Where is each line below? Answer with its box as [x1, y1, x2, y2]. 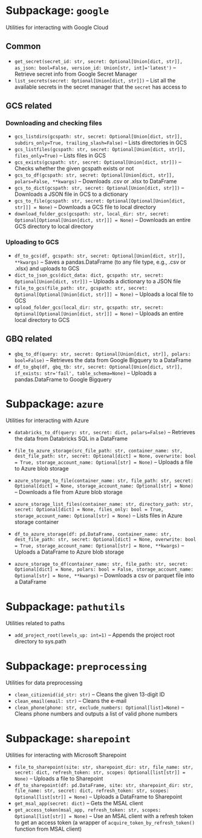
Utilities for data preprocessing [5, 679, 83, 686]
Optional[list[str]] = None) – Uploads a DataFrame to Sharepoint [14, 793, 183, 800]
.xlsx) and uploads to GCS [14, 264, 80, 272]
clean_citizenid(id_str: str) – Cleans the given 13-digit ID [14, 691, 165, 698]
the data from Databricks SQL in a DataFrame [14, 435, 128, 443]
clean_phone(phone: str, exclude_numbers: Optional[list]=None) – [14, 704, 184, 711]
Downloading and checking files [5, 119, 102, 127]
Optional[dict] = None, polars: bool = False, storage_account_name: [14, 566, 194, 573]
